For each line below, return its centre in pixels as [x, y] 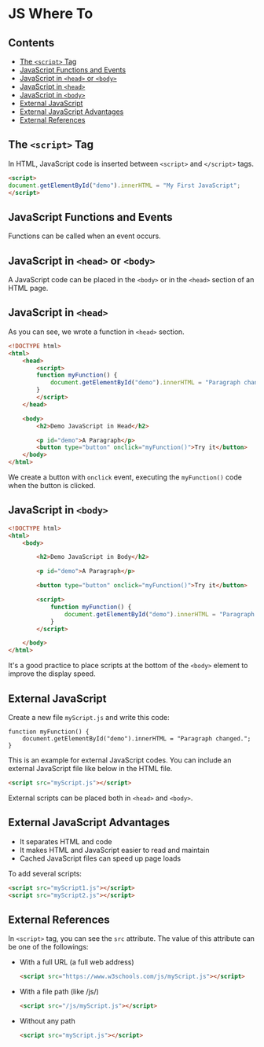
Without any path [48, 1021]
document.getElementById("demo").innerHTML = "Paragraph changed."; [137, 739]
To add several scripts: [45, 873]
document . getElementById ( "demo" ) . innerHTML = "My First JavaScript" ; [125, 186]
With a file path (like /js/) [59, 992]
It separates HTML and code [66, 841]
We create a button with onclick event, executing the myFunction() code [125, 477]
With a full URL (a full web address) [77, 962]
